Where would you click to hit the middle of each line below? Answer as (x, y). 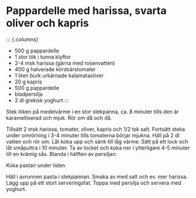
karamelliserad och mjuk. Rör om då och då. (59, 117)
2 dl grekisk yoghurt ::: (42, 100)
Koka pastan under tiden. (36, 165)
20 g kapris (28, 81)
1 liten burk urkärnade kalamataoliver (59, 75)
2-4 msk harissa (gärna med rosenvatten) (65, 63)
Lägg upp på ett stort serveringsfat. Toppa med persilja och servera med (94, 183)
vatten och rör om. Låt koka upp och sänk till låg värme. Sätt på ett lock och (97, 141)
